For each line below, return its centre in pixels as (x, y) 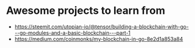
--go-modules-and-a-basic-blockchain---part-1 (72, 32)
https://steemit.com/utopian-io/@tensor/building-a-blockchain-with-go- (102, 27)
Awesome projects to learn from (86, 11)
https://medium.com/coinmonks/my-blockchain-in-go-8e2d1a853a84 (99, 39)
